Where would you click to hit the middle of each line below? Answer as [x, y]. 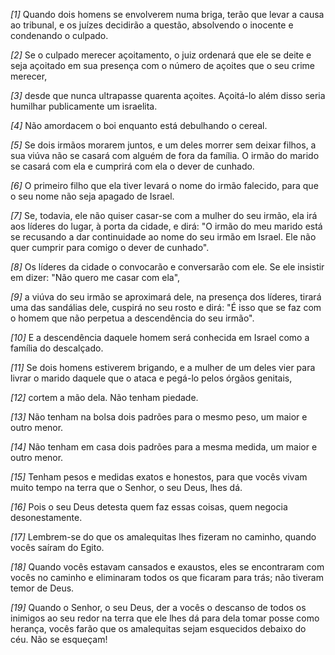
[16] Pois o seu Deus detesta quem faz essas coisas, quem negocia [149, 507]
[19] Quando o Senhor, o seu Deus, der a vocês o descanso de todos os [158, 607]
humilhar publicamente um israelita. [84, 106]
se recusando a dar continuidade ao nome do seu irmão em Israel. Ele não [163, 237]
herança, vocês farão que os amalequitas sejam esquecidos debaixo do [158, 628]
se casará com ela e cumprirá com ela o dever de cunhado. [132, 166]
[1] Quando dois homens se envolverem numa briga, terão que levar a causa [167, 14]
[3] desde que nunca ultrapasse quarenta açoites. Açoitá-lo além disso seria [168, 95]
